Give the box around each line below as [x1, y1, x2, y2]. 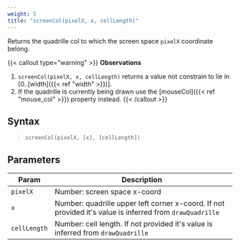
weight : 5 [7, 10, 37, 18]
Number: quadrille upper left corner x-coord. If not [54, 198, 225, 208]
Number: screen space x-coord [54, 187, 162, 197]
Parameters [7, 153, 61, 166]
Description [121, 175, 163, 185]
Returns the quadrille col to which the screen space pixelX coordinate [7, 36, 214, 45]
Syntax [7, 115, 40, 127]
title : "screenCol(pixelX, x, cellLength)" [7, 17, 139, 24]
